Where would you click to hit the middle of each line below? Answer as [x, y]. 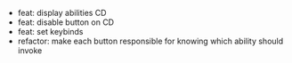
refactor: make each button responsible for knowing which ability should [150, 41]
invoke [30, 51]
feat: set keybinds [50, 31]
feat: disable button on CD [65, 22]
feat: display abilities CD [62, 13]
